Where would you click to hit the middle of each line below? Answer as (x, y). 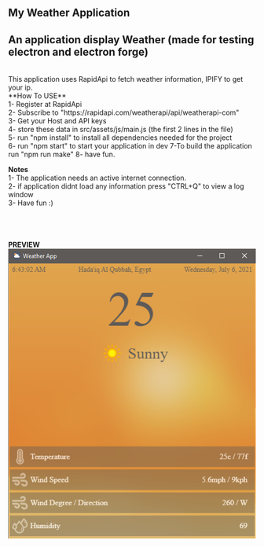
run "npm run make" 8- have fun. (62, 154)
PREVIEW (24, 245)
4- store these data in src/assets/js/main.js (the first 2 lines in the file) (121, 130)
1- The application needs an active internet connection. (97, 178)
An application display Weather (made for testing (131, 40)
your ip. (20, 88)
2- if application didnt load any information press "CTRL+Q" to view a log (126, 186)
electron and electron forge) (79, 51)
